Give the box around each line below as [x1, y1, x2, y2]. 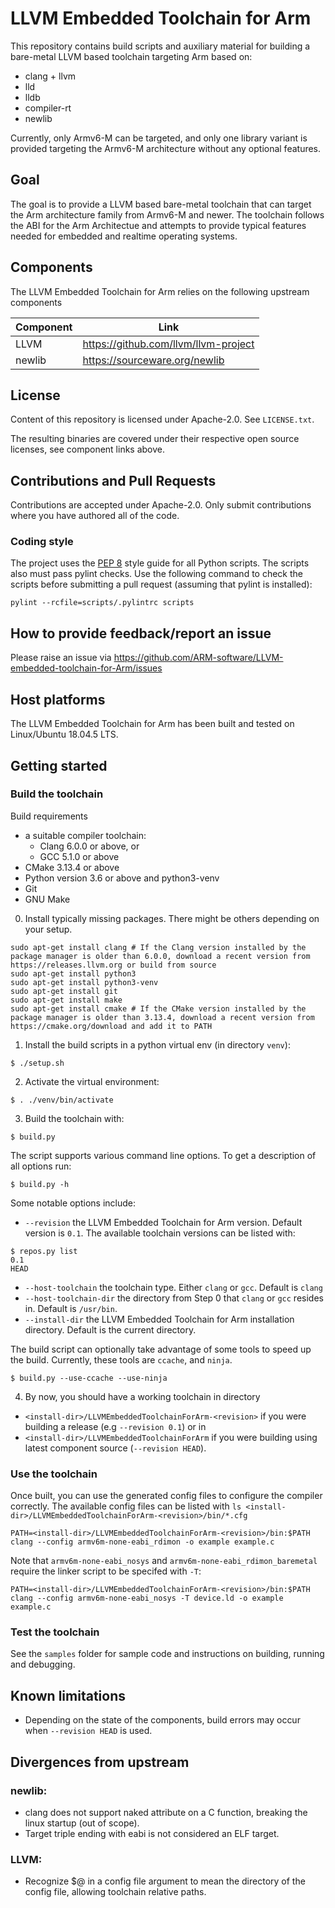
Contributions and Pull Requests [10, 472, 217, 489]
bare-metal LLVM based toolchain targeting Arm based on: [10, 50, 253, 62]
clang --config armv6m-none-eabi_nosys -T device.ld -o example [10, 1593, 284, 1604]
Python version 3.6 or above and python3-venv [24, 872, 220, 884]
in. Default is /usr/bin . [24, 1302, 118, 1314]
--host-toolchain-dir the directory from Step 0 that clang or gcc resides [24, 1292, 324, 1304]
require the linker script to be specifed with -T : [10, 1565, 202, 1577]
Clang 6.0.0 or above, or [39, 840, 140, 852]
